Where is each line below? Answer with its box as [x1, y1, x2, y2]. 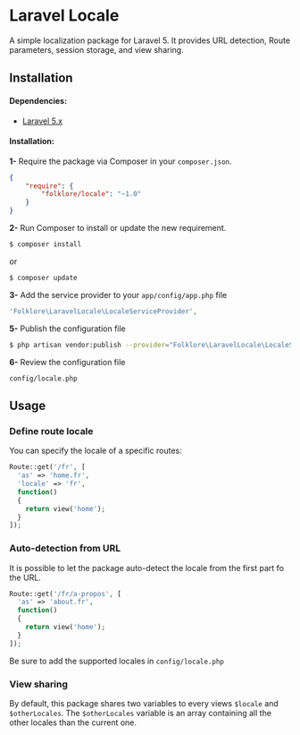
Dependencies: [9, 95, 68, 106]
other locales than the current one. [9, 717, 137, 728]
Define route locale [9, 424, 94, 437]
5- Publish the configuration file [9, 323, 127, 334]
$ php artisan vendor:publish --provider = [9, 340, 170, 349]
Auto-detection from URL [9, 543, 121, 555]
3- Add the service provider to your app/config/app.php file [9, 289, 228, 300]
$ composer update [9, 273, 78, 282]
